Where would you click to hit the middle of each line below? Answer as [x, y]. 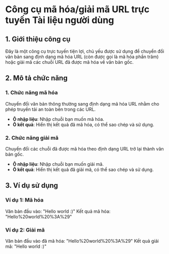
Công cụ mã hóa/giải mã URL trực [77, 9]
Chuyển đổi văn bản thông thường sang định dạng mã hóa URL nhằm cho [82, 104]
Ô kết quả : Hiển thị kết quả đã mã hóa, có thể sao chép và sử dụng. [83, 124]
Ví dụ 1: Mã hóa [24, 200]
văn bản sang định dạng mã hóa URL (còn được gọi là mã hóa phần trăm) [82, 57]
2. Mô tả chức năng [36, 78]
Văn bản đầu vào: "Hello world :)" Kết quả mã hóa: [58, 211]
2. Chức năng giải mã [32, 138]
